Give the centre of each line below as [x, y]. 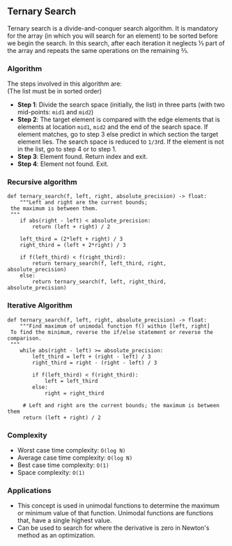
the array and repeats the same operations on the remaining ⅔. [98, 50]
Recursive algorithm [42, 182]
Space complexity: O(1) [51, 472]
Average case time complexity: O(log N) [75, 457]
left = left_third [71, 381]
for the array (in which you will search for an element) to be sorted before [113, 36]
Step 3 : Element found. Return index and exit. [83, 157]
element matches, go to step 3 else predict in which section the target [118, 135]
